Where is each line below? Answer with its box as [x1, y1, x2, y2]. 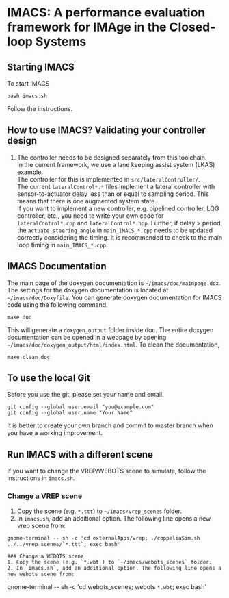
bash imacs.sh [7, 92, 48, 99]
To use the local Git [7, 372, 90, 384]
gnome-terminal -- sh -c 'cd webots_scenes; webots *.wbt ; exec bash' [7, 582, 207, 590]
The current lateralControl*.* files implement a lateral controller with [16, 182, 215, 190]
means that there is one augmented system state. [16, 197, 157, 205]
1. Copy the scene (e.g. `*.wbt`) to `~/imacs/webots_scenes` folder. [7, 558, 213, 566]
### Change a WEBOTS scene [7, 553, 84, 560]
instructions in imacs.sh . [7, 474, 75, 482]
